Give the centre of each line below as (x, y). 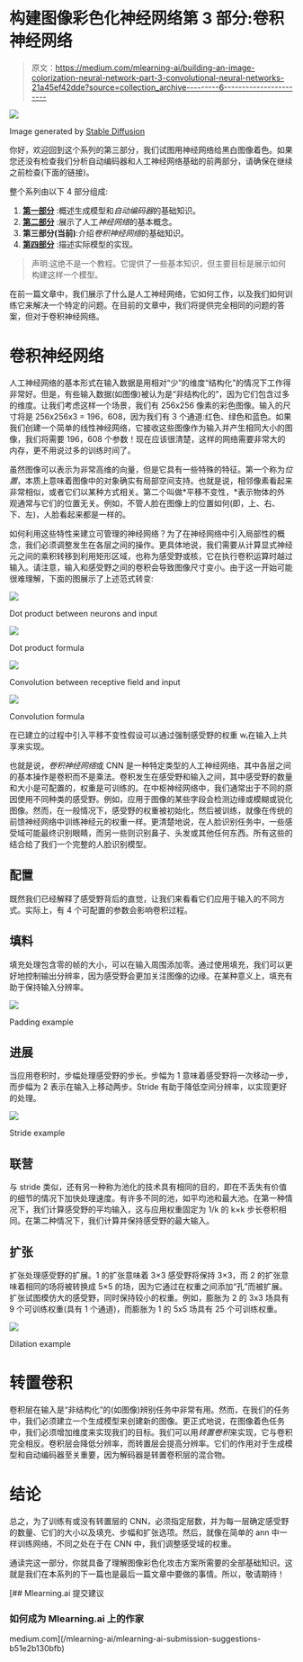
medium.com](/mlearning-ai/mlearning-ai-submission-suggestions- (135, 1639)
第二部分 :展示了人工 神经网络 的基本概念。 (99, 221)
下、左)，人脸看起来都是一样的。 (70, 514)
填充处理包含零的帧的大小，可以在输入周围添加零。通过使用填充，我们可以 (147, 964)
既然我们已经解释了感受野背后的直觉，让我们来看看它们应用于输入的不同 (143, 899)
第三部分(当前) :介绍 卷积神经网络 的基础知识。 (105, 233)
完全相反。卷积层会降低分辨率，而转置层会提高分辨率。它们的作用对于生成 (147, 1443)
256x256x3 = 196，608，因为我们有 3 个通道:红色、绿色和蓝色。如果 (163, 416)
